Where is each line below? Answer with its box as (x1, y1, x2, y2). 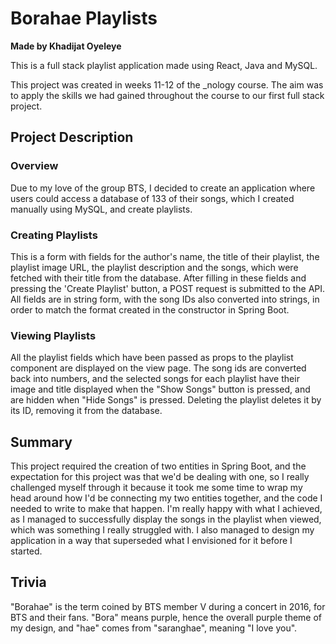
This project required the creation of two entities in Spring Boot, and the (10, 460, 307, 472)
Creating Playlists (10, 228, 98, 242)
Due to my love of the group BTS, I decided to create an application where (10, 182, 316, 194)
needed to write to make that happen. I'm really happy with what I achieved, (10, 503, 323, 515)
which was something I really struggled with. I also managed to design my (10, 524, 315, 536)
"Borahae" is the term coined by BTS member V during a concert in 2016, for (10, 600, 326, 612)
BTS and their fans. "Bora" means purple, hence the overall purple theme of (10, 611, 323, 623)
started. (10, 545, 43, 557)
